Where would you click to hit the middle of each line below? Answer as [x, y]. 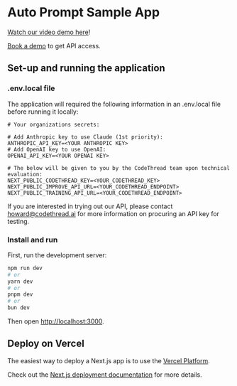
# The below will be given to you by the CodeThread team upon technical [119, 168]
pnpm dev [20, 295]
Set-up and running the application [86, 68]
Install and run [33, 240]
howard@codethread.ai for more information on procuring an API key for [114, 213]
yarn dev [20, 282]
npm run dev [25, 268]
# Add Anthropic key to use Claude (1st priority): [85, 137]
